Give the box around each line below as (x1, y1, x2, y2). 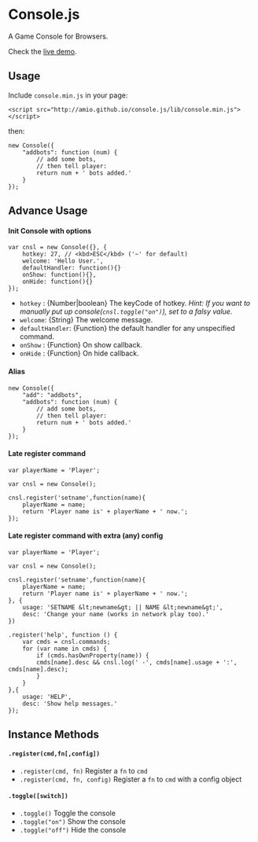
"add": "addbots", (22, 391, 83, 399)
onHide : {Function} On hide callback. (19, 348, 139, 358)
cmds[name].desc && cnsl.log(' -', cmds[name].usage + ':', (36, 658, 238, 666)
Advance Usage (8, 204, 88, 218)
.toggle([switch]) (8, 792, 68, 800)
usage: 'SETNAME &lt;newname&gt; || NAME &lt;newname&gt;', (22, 603, 223, 611)
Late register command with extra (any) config (8, 531, 164, 540)
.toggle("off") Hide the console (19, 825, 127, 834)
